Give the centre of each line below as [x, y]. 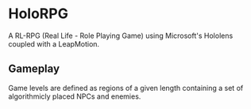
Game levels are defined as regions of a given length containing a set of [126, 88]
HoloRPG [39, 14]
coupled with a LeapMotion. [54, 43]
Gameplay [34, 69]
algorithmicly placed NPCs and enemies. [75, 96]
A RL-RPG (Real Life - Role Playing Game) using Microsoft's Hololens [121, 36]
